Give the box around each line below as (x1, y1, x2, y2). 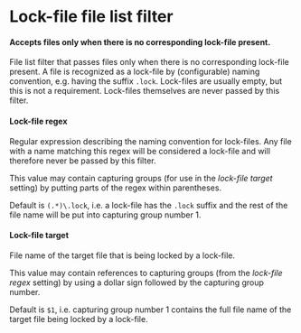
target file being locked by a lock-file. (9, 313, 148, 324)
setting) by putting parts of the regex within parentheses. (9, 182, 222, 193)
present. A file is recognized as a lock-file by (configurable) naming (9, 66, 260, 78)
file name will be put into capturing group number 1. (9, 209, 202, 220)
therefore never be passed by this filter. (9, 155, 156, 166)
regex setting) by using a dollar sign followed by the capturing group (9, 277, 265, 288)
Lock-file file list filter (9, 6, 174, 27)
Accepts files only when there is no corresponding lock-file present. (9, 36, 271, 47)
